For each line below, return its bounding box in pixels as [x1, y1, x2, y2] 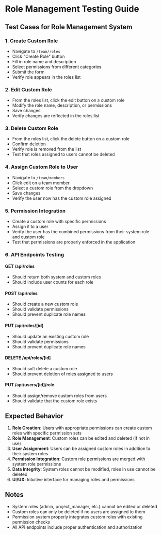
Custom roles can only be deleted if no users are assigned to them [12, 509, 146, 515]
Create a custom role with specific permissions [12, 219, 106, 224]
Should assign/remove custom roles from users [12, 393, 107, 398]
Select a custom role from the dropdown [12, 185, 93, 190]
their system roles [12, 450, 49, 456]
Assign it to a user [12, 224, 49, 229]
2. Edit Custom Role [5, 86, 52, 93]
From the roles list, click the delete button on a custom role [12, 136, 130, 142]
